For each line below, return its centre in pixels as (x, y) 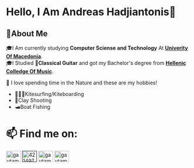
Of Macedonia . (24, 56)
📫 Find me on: (42, 134)
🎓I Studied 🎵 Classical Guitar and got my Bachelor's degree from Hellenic (96, 63)
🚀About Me (27, 34)
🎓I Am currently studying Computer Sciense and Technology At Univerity (97, 48)
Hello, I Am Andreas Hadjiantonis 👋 (91, 12)
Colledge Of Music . (30, 71)
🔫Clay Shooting (33, 100)
